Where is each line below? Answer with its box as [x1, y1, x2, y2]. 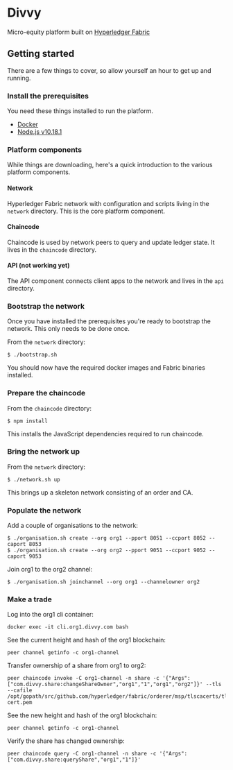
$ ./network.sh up [7, 476, 60, 483]
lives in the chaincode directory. [7, 245, 97, 254]
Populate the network [7, 505, 82, 515]
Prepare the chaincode [7, 388, 85, 398]
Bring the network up [7, 447, 80, 456]
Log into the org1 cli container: [7, 610, 94, 619]
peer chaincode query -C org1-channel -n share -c [7, 751, 157, 758]
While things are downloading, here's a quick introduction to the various [7, 161, 213, 169]
